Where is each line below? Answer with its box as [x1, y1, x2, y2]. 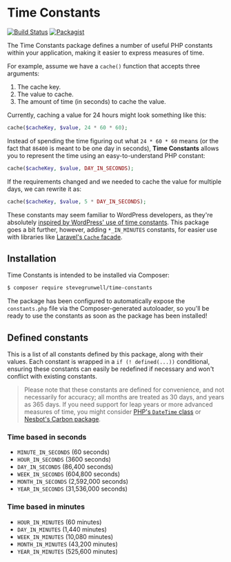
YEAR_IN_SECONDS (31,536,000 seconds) [17, 484, 128, 493]
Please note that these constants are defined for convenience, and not [23, 386, 225, 394]
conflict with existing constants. [7, 372, 98, 381]
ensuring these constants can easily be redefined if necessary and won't [7, 365, 214, 373]
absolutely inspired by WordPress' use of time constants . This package [7, 218, 209, 226]
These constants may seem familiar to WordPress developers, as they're [7, 210, 213, 219]
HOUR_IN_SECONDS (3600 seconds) [17, 455, 112, 464]
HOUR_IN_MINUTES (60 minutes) [17, 518, 102, 526]
